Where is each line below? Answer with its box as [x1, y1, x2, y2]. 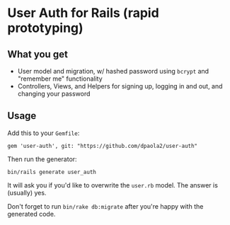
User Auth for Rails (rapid [7, 5, 159, 21]
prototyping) [7, 20, 84, 36]
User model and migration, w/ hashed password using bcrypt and [17, 67, 209, 75]
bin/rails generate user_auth [7, 168, 97, 175]
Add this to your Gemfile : [7, 129, 80, 137]
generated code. [7, 209, 56, 218]
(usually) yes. [7, 188, 47, 197]
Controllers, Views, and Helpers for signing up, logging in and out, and [17, 82, 223, 90]
